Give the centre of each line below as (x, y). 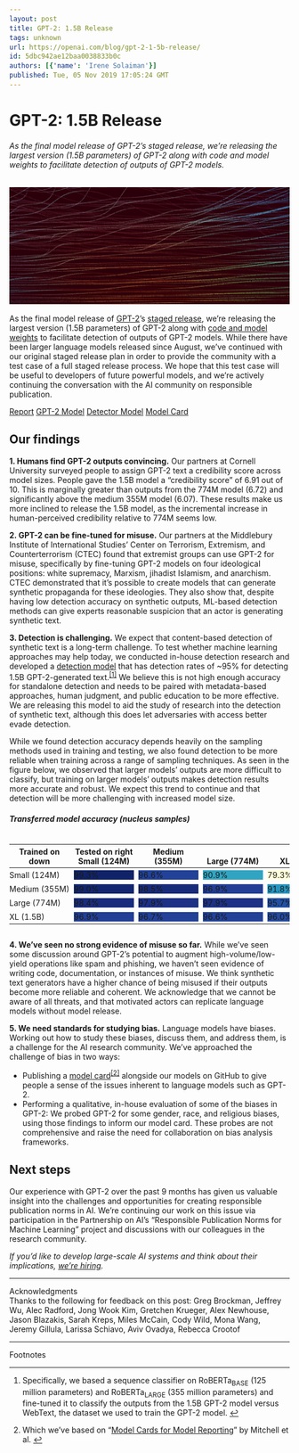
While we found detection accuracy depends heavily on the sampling (136, 742)
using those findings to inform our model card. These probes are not (148, 1123)
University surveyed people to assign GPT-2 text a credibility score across (145, 470)
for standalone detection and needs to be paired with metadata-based (138, 686)
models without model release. (66, 1011)
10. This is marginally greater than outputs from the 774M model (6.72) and (146, 489)
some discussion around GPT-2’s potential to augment (109, 955)
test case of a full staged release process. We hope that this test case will (144, 365)
